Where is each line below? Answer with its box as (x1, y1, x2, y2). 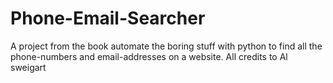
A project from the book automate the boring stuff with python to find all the (10, 40, 323, 52)
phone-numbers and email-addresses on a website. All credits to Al (10, 50, 288, 62)
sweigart (10, 61, 47, 73)
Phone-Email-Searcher (10, 7, 206, 30)
